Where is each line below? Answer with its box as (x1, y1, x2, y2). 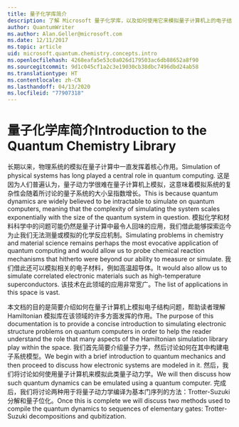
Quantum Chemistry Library (7, 138, 176, 154)
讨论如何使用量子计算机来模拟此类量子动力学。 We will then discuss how (19, 370, 231, 379)
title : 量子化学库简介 (7, 10, 68, 18)
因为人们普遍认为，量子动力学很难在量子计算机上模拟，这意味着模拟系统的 (7, 180, 225, 189)
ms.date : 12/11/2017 (7, 37, 69, 44)
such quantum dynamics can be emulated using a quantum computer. (7, 379, 212, 387)
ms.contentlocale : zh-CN (7, 76, 81, 84)
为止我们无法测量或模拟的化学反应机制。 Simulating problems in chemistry (7, 231, 224, 239)
